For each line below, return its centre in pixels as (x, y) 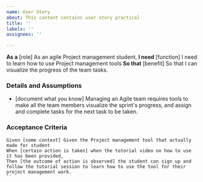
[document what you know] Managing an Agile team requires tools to (101, 99)
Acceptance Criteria (37, 127)
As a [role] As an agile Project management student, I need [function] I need (102, 57)
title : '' (19, 23)
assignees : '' (24, 35)
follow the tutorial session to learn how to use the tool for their (96, 167)
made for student (28, 145)
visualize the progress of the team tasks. (57, 70)
